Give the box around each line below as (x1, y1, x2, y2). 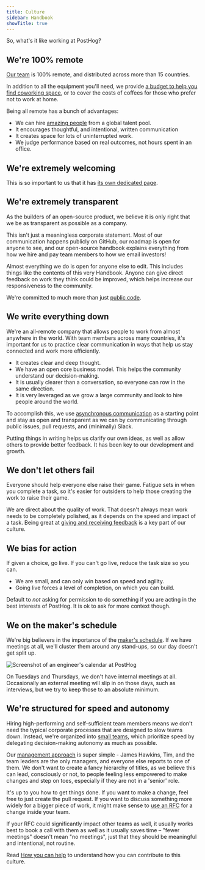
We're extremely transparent (6, 196, 119, 207)
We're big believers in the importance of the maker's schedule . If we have (6, 636, 192, 644)
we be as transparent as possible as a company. (6, 219, 128, 226)
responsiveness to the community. (6, 282, 93, 289)
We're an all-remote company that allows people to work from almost (6, 328, 181, 335)
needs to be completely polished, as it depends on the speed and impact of (6, 512, 196, 520)
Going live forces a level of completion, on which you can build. (15, 584, 175, 592)
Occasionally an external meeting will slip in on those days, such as (6, 680, 176, 687)
